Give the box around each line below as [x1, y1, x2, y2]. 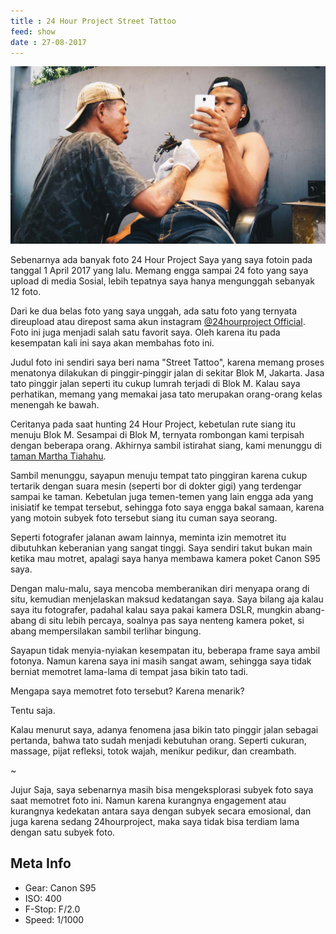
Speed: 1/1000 [24, 913, 85, 925]
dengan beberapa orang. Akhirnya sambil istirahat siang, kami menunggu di [10, 439, 322, 451]
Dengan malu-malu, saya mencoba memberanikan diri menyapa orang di [10, 582, 310, 594]
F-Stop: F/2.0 [24, 903, 81, 915]
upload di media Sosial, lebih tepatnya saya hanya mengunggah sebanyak [10, 275, 315, 287]
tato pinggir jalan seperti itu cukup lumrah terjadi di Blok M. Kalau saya [10, 377, 301, 389]
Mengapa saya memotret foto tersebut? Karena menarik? [10, 685, 245, 697]
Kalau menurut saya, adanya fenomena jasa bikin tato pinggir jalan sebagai [10, 723, 319, 735]
